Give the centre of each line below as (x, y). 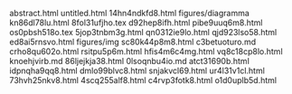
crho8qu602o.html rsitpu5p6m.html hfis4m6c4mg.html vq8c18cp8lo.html (146, 52)
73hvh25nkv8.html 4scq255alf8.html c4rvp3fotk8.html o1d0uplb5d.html (143, 80)
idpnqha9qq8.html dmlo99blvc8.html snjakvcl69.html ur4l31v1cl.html (137, 70)
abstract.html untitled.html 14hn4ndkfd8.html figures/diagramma (130, 13)
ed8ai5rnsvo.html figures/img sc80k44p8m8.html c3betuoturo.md (132, 42)
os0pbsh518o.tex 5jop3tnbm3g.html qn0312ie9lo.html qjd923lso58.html (143, 32)
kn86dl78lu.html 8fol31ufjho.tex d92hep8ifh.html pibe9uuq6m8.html (136, 23)
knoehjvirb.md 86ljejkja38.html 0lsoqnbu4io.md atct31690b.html (130, 61)
